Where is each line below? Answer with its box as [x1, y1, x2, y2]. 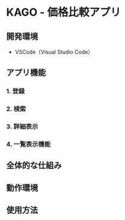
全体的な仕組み [6, 160, 62, 171]
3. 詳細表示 [6, 123, 38, 131]
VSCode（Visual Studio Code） [14, 49, 94, 55]
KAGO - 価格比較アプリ [6, 5, 121, 19]
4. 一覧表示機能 [6, 140, 51, 148]
